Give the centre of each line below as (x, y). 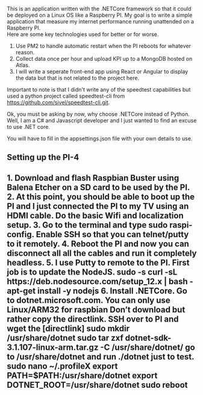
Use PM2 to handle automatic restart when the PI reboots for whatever (103, 46)
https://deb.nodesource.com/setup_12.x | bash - (100, 281)
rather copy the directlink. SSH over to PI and (93, 319)
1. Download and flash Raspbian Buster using (93, 178)
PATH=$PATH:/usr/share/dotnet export (82, 375)
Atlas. (23, 65)
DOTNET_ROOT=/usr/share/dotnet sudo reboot (98, 385)
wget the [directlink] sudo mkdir (68, 328)
